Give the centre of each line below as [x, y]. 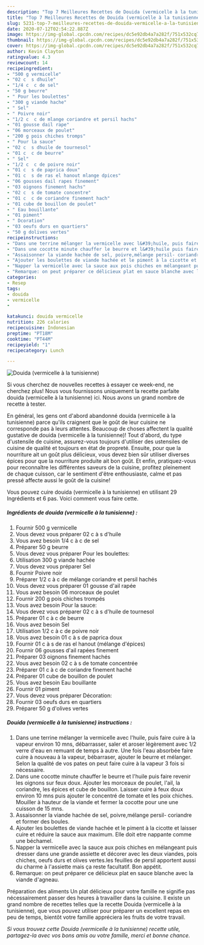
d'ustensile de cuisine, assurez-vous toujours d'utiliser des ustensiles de [97, 442]
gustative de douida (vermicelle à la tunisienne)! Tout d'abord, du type [94, 435]
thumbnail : [21, 40]
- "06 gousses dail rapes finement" [53, 182]
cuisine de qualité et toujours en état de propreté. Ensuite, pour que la [94, 448]
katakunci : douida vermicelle [45, 316]
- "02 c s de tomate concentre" [49, 193]
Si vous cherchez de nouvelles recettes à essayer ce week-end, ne [90, 385]
